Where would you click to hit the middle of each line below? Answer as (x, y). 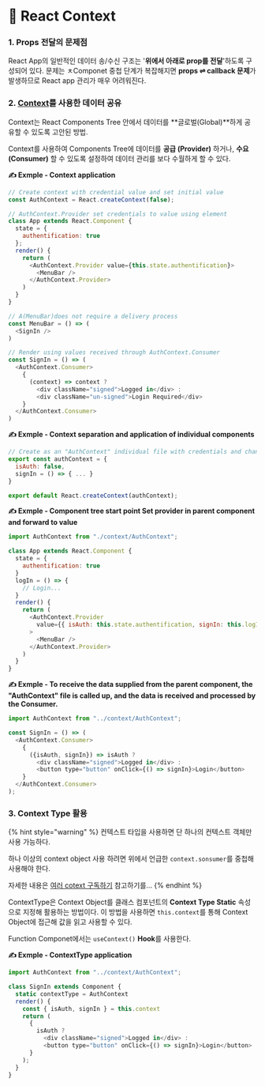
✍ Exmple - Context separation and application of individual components (131, 435)
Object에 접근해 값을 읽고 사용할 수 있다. (70, 922)
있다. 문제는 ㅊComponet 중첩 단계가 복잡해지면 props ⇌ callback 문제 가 (142, 71)
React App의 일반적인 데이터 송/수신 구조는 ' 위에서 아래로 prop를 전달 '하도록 (126, 61)
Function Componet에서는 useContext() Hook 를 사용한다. (100, 939)
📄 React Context (62, 16)
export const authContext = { (58, 459)
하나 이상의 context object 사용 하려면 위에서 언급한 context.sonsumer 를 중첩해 (131, 859)
